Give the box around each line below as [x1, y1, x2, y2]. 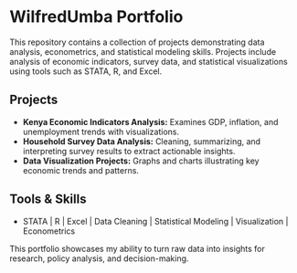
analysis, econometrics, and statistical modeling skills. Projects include [9, 46, 277, 57]
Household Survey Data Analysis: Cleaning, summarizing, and [22, 135, 261, 147]
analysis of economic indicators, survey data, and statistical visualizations [9, 56, 288, 67]
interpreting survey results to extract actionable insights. [22, 145, 236, 156]
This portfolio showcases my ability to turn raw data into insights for [9, 243, 265, 254]
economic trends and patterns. [22, 164, 140, 175]
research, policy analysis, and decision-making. [9, 253, 189, 264]
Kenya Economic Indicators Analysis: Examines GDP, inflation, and [22, 116, 279, 127]
